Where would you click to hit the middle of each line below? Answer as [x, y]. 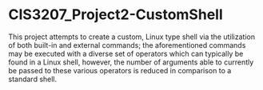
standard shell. [33, 79]
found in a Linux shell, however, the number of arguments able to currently [131, 62]
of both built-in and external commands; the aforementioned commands [127, 45]
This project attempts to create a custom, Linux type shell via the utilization [132, 37]
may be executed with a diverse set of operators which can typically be [126, 53]
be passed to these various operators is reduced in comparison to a [120, 70]
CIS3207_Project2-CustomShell [116, 15]
